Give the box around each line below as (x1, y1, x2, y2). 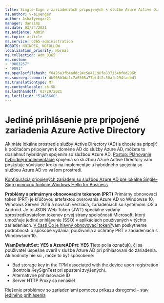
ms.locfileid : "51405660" (5, 93, 58, 98)
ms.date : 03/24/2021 (5, 25, 47, 30)
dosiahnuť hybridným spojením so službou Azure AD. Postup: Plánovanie (5, 151, 152, 157)
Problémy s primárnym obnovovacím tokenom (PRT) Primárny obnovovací (5, 191, 157, 197)
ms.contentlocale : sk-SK (5, 84, 56, 89)
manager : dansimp (5, 21, 41, 26)
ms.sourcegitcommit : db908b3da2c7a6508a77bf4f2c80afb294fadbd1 (5, 75, 137, 80)
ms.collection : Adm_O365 (5, 52, 56, 58)
